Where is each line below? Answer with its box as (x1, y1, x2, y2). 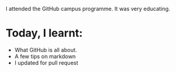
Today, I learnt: (5, 27, 83, 40)
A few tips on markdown (14, 53, 76, 60)
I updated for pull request (14, 59, 79, 66)
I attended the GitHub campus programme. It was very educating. (5, 5, 171, 12)
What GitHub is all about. (14, 46, 77, 53)
